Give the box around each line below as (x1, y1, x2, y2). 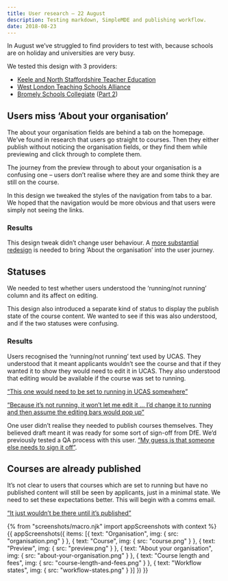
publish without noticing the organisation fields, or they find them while (7, 143, 207, 151)
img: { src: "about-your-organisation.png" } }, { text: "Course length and (7, 551, 210, 560)
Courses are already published (7, 463, 142, 475)
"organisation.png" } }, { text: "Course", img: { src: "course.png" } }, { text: (7, 537, 216, 545)
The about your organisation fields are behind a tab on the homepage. (7, 128, 205, 137)
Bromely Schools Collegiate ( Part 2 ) (16, 90, 118, 98)
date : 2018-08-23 (7, 23, 57, 30)
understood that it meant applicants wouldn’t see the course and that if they (7, 359, 221, 367)
